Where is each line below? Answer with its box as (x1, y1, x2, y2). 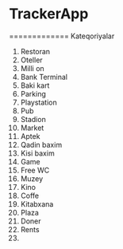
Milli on (20, 63, 44, 73)
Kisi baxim (20, 148, 55, 158)
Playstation (20, 97, 58, 107)
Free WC (20, 165, 50, 175)
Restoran (20, 46, 51, 56)
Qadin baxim (20, 140, 63, 149)
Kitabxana (20, 199, 54, 208)
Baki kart (20, 81, 50, 90)
